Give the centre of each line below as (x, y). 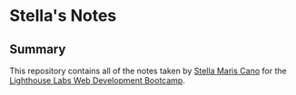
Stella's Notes (63, 16)
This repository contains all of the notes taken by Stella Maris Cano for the (148, 71)
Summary (38, 49)
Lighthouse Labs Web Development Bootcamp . (98, 81)
